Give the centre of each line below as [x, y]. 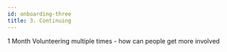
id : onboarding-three [39, 14]
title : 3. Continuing [39, 21]
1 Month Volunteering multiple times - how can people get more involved [114, 41]
